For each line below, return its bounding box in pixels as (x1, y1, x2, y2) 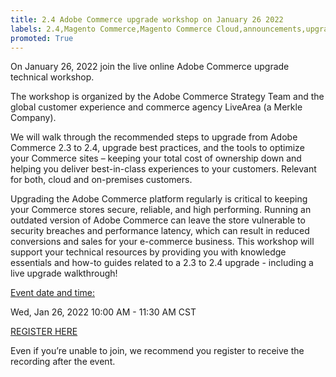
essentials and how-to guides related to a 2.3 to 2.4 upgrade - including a (10, 257, 314, 269)
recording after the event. (10, 356, 116, 368)
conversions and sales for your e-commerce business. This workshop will (10, 236, 315, 248)
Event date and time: (10, 287, 96, 299)
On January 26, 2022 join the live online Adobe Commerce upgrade (10, 61, 290, 73)
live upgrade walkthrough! (10, 267, 118, 280)
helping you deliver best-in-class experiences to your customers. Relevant (10, 163, 317, 175)
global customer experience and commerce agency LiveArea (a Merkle (10, 101, 303, 113)
